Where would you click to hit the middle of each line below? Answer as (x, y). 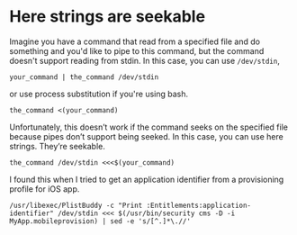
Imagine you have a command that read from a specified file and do (135, 41)
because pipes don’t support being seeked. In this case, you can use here (146, 136)
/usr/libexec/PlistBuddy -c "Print (76, 205)
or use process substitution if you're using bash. (99, 94)
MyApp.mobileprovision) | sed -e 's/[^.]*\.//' (100, 221)
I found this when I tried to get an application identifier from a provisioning (147, 179)
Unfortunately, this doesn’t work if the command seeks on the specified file (148, 127)
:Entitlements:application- (199, 205)
